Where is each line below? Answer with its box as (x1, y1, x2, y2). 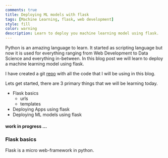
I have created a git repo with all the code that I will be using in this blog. (5, 71, 155, 76)
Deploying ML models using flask (12, 112, 82, 118)
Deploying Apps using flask (12, 107, 70, 112)
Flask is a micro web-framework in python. (5, 147, 94, 153)
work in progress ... (5, 123, 47, 129)
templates (20, 101, 41, 107)
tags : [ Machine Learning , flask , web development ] (5, 17, 114, 22)
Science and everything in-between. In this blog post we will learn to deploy (5, 56, 163, 61)
